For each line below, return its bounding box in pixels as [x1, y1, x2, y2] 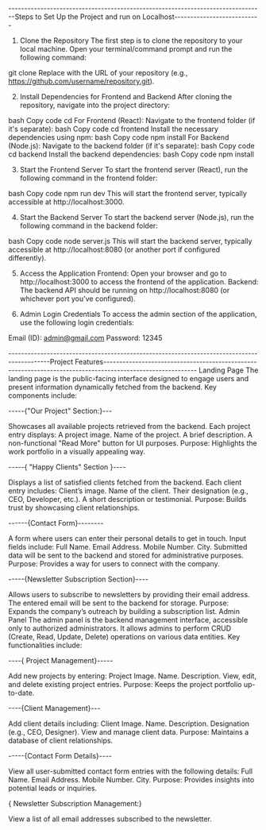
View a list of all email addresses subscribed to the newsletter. [8, 814, 213, 824]
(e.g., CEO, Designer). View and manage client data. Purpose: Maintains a [8, 728, 249, 736]
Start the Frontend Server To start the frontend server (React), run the [19, 165, 249, 174]
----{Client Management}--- [8, 704, 101, 712]
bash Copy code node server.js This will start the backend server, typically [8, 237, 253, 245]
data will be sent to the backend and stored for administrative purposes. [8, 550, 244, 560]
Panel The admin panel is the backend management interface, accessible [8, 616, 249, 624]
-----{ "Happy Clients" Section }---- [8, 462, 126, 472]
